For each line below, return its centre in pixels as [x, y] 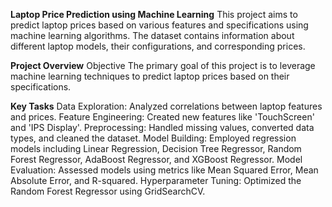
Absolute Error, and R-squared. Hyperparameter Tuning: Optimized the [156, 180]
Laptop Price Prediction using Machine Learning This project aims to [154, 14]
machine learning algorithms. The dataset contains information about [152, 35]
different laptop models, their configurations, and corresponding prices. [158, 46]
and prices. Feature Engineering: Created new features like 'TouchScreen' [162, 117]
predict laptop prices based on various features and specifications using [159, 25]
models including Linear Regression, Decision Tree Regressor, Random [156, 148]
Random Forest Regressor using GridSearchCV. [108, 191]
